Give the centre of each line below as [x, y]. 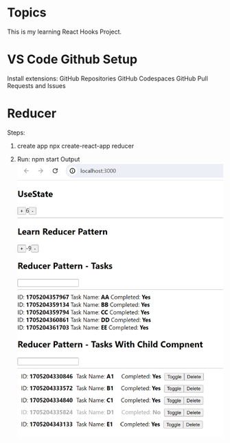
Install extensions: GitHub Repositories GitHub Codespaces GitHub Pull [107, 78]
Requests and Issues [37, 86]
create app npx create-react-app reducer [76, 146]
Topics [27, 13]
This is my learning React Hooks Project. [65, 32]
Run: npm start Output [48, 159]
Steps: [16, 133]
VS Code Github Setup [72, 59]
